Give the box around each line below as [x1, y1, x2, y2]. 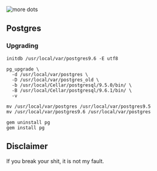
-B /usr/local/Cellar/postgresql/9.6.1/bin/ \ [12, 87, 132, 94]
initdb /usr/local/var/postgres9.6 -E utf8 [6, 55, 119, 61]
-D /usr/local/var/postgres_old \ [12, 77, 99, 83]
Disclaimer [6, 141, 48, 152]
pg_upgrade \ [6, 66, 40, 72]
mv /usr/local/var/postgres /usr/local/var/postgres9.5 [6, 103, 151, 110]
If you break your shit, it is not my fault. [6, 157, 105, 164]
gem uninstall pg [6, 119, 51, 125]
